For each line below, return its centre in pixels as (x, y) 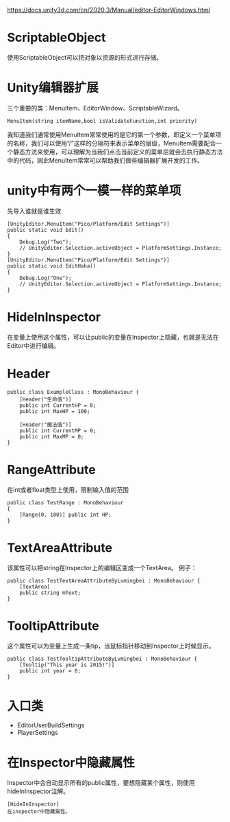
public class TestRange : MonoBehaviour (66, 503)
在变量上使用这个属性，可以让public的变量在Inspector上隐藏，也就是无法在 (113, 337)
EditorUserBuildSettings (51, 725)
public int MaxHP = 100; (55, 411)
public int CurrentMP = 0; (58, 431)
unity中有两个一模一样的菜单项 (94, 191)
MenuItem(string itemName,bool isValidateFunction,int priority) (102, 121)
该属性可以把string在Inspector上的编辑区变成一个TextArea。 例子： (102, 567)
